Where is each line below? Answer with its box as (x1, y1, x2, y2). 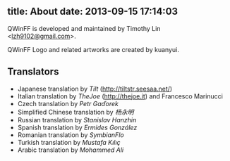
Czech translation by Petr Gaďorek (17, 99, 119, 108)
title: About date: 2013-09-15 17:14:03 (7, 6, 178, 18)
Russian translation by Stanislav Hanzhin (17, 115, 137, 124)
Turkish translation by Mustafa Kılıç (17, 138, 121, 146)
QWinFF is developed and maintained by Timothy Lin (7, 24, 161, 32)
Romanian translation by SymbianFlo (17, 130, 125, 139)
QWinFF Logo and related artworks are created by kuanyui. (7, 45, 180, 53)
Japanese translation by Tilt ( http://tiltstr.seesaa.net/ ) (17, 84, 173, 93)
